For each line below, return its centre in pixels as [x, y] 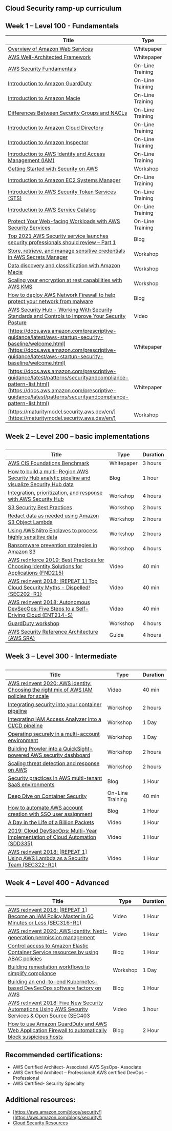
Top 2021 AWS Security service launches [58, 236]
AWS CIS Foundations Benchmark [49, 463]
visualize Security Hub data [41, 484]
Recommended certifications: [54, 1055]
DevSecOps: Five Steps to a [41, 609]
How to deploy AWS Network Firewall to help [62, 295]
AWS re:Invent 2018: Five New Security [56, 1003]
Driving [17, 615]
